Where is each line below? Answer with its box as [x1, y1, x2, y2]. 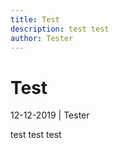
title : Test [10, 14, 60, 25]
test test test [10, 129, 62, 141]
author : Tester [10, 33, 74, 43]
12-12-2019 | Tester [10, 109, 90, 121]
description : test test [10, 24, 110, 34]
